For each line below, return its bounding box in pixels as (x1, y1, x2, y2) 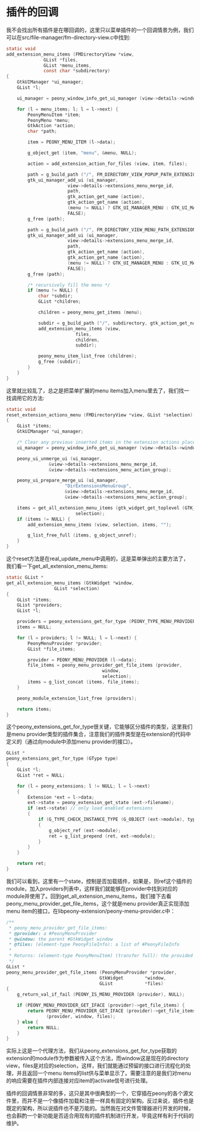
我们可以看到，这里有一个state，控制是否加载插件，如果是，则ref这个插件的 (6, 878, 192, 885)
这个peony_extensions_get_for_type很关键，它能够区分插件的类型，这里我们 (6, 723, 193, 731)
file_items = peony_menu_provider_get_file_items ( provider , (27, 662, 183, 668)
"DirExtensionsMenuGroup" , (64, 483, 132, 489)
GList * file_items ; (27, 646, 76, 652)
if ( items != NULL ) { (17, 516, 70, 522)
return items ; (17, 706, 52, 712)
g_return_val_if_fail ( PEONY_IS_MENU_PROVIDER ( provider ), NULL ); (17, 992, 185, 998)
